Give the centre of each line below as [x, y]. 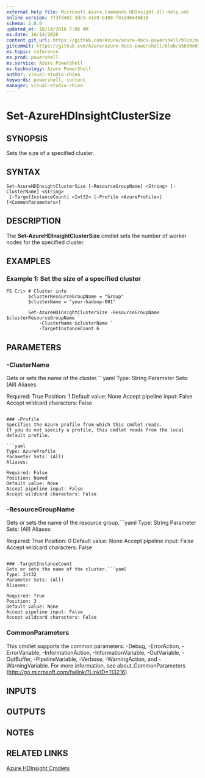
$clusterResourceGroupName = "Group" [76, 297]
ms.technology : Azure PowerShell [49, 69]
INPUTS [21, 691]
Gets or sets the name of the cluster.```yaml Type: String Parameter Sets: [98, 378]
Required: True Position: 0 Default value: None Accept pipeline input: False [100, 541]
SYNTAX [23, 172]
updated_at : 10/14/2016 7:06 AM [47, 29]
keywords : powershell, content [46, 80]
